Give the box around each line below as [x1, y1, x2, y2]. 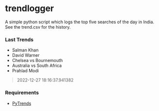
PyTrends [12, 100, 32, 106]
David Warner [12, 52, 40, 58]
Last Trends [5, 36, 34, 43]
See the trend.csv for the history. [5, 24, 71, 30]
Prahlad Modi [12, 68, 39, 74]
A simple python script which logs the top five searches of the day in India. [5, 19, 154, 25]
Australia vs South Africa [12, 63, 62, 68]
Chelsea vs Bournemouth [12, 58, 63, 63]
